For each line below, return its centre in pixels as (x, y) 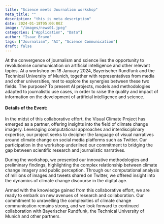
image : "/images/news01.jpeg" (36, 28)
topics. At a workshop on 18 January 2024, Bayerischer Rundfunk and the (80, 70)
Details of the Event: (26, 108)
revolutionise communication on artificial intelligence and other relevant (78, 65)
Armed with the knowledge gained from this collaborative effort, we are (78, 190)
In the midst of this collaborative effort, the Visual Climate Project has (75, 119)
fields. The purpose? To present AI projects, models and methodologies (78, 86)
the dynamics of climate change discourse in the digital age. (66, 180)
